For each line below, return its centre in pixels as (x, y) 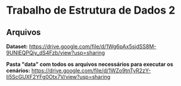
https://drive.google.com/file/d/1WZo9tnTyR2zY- (91, 71)
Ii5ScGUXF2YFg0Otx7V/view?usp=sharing (58, 77)
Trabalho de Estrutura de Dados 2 (91, 10)
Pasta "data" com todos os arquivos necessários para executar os (90, 64)
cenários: (18, 71)
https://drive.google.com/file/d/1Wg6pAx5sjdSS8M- (93, 46)
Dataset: (17, 46)
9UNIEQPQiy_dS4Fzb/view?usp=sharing (56, 53)
